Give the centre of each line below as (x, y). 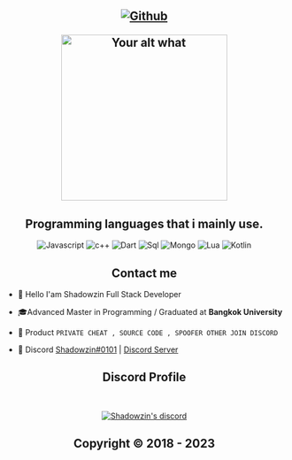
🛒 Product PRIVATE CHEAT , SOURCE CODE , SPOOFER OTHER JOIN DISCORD (148, 333)
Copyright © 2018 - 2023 (144, 444)
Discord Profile (144, 377)
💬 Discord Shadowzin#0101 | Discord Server (98, 349)
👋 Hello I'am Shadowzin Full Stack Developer (99, 295)
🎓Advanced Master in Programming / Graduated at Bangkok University (150, 312)
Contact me (144, 273)
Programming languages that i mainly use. (144, 223)
